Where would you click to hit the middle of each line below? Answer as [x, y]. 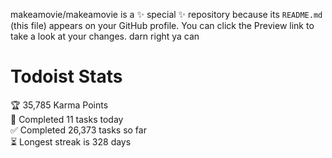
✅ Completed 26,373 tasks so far [78, 130]
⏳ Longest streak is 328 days [71, 141]
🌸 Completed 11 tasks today [67, 119]
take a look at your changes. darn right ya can [105, 36]
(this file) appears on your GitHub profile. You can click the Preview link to [162, 25]
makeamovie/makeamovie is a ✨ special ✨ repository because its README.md [166, 14]
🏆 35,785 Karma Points [59, 105]
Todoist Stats [66, 76]
